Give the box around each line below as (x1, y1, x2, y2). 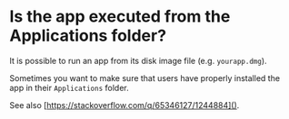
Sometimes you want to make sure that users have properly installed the (9, 72, 280, 83)
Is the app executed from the (9, 6, 231, 27)
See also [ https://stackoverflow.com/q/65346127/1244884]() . (9, 99, 240, 110)
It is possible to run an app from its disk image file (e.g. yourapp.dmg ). (9, 55, 267, 66)
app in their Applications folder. (9, 82, 129, 93)
